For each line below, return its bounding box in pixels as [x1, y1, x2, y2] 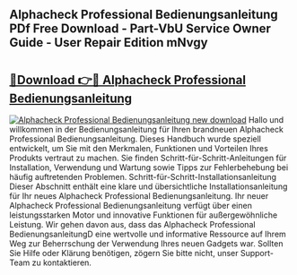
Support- [240, 248, 274, 258]
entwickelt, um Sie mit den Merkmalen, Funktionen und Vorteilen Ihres [9, 143, 269, 153]
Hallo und [248, 115, 284, 125]
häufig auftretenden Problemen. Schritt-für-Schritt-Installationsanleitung [9, 172, 276, 182]
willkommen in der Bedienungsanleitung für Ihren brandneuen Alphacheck [9, 125, 284, 134]
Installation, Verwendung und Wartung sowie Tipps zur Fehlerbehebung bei [9, 162, 289, 173]
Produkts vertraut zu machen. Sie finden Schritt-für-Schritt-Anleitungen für [9, 152, 287, 163]
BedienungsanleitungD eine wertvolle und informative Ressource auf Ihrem [9, 228, 287, 239]
